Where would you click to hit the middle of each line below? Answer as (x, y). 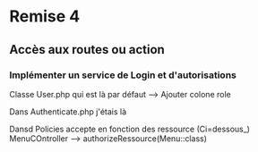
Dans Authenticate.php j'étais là (68, 111)
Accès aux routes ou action (87, 50)
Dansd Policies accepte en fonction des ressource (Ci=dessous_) (130, 129)
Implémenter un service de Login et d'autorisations (123, 75)
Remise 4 (45, 17)
